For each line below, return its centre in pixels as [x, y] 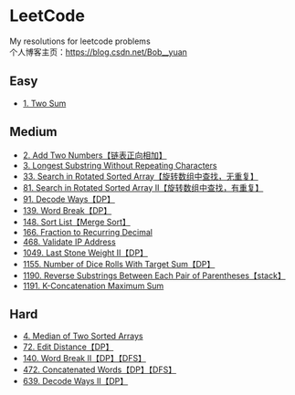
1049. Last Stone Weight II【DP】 [85, 253]
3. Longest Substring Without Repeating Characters [120, 165]
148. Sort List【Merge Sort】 [76, 222]
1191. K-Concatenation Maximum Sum [93, 286]
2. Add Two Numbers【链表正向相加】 [95, 155]
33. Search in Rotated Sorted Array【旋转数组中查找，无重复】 [140, 176]
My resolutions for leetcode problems [80, 41]
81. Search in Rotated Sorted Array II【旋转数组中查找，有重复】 [143, 187]
